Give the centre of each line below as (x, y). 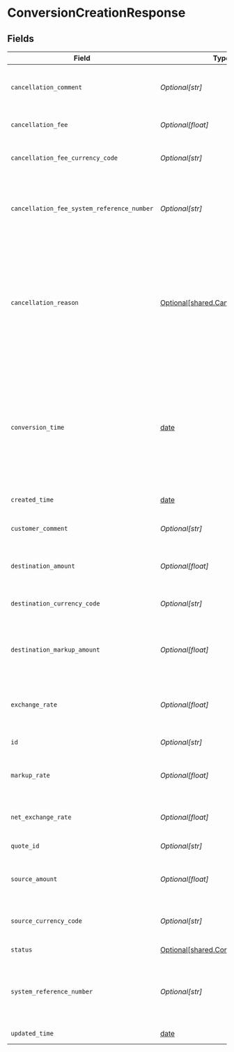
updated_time (32, 1034)
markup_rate (31, 775)
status (22, 950)
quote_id (25, 846)
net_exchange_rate (41, 817)
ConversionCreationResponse (96, 13)
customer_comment (39, 528)
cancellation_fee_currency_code (64, 158)
